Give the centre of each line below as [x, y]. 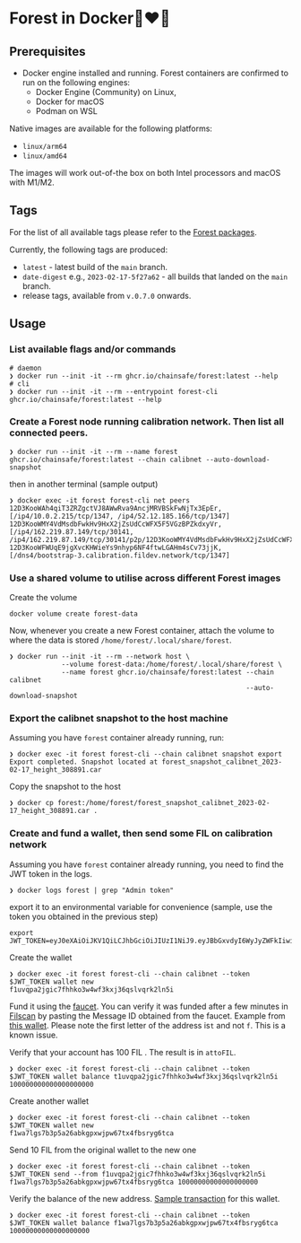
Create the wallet [41, 957]
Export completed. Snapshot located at [84, 762]
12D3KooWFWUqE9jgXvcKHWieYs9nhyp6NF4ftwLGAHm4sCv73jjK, [116, 547]
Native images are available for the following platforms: [111, 128]
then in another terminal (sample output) [84, 484]
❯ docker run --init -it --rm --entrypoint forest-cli [114, 391]
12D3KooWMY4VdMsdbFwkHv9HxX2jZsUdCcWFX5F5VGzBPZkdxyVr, [116, 524]
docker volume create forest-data [74, 614]
